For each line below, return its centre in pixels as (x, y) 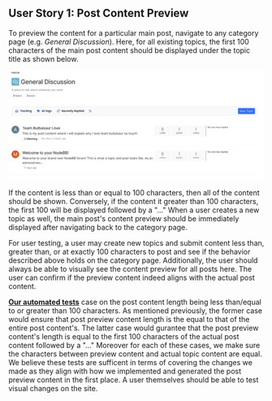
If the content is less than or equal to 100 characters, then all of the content (134, 192)
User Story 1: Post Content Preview (99, 13)
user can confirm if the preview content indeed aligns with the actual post (132, 277)
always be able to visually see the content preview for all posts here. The (130, 268)
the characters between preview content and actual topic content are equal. (135, 354)
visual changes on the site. (53, 388)
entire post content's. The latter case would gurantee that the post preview (134, 328)
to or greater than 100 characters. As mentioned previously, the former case (135, 310)
